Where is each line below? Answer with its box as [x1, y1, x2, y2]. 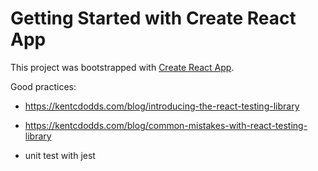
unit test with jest [24, 149, 96, 161]
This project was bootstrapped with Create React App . [10, 61, 235, 73]
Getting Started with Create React [10, 7, 297, 30]
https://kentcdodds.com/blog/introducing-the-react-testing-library [24, 100, 300, 112]
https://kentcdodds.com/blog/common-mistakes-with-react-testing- [24, 119, 308, 131]
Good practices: [10, 80, 77, 92]
